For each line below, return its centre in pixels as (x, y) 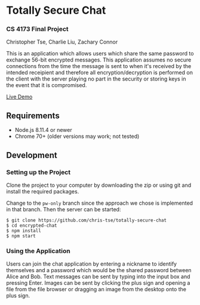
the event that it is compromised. (47, 85)
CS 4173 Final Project (37, 29)
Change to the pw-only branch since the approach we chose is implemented (99, 203)
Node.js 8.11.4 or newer (44, 130)
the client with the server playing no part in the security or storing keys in (96, 79)
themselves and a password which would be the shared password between (99, 270)
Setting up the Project (38, 172)
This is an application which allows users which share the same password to (100, 54)
